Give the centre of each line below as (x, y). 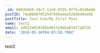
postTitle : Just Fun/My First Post (41, 19)
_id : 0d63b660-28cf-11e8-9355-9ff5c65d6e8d (50, 10)
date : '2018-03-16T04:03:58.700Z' (40, 32)
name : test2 (17, 23)
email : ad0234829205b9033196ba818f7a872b (48, 28)
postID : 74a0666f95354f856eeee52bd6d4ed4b (49, 14)
